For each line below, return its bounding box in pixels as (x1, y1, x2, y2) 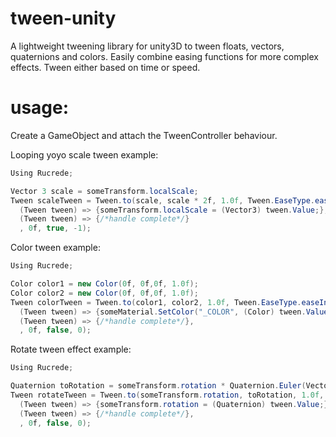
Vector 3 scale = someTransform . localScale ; (10, 186, 199, 196)
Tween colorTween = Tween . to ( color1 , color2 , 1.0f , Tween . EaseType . (10, 297, 302, 307)
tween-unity (10, 7, 117, 30)
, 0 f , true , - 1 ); (19, 223, 92, 234)
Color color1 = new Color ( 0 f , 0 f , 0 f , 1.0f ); (10, 279, 199, 289)
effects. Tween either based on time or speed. (10, 61, 201, 73)
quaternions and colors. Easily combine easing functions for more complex (10, 50, 319, 62)
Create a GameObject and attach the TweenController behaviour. (10, 129, 278, 141)
